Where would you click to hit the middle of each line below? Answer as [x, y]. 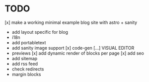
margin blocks [26, 74]
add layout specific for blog [40, 32]
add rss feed [25, 64]
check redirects [28, 69]
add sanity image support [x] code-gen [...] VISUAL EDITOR [73, 48]
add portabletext [29, 42]
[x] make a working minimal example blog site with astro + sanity [71, 22]
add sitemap [25, 58]
